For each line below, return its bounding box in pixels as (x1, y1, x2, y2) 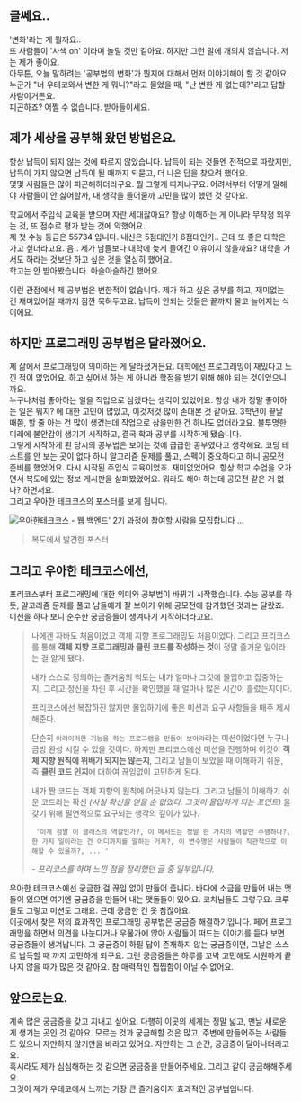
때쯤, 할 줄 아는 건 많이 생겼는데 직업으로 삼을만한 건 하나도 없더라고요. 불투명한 (9, 417, 288, 428)
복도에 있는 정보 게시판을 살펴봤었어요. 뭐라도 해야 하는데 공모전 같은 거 (25, 473, 276, 484)
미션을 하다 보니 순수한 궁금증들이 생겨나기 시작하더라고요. (9, 611, 214, 623)
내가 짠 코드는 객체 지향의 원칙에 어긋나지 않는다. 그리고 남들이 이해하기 (31, 785, 281, 796)
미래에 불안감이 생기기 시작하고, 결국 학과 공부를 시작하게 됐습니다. (9, 428, 243, 439)
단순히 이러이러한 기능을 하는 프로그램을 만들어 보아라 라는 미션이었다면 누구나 (31, 732, 289, 744)
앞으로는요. (9, 990, 68, 1006)
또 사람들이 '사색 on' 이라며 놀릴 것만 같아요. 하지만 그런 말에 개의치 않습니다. (9, 45, 279, 56)
